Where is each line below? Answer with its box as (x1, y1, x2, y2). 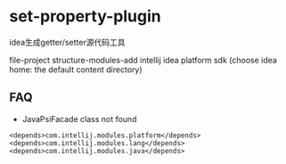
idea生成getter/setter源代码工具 (9, 37, 126, 47)
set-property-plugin (9, 6, 162, 27)
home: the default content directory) (9, 64, 143, 75)
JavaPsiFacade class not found (21, 113, 137, 124)
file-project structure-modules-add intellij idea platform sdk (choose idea (9, 54, 278, 65)
